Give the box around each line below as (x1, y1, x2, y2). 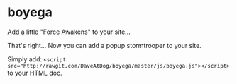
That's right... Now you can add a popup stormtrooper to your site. (7, 41, 202, 49)
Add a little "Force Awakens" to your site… (7, 28, 131, 36)
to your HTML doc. (7, 68, 62, 77)
